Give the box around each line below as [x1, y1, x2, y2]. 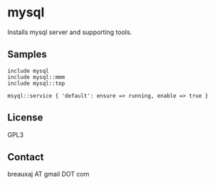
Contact [7, 151, 44, 163]
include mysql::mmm [7, 73, 65, 80]
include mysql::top [7, 80, 65, 87]
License [7, 112, 43, 124]
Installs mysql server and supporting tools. [7, 28, 132, 36]
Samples [7, 48, 48, 60]
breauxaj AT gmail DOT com [7, 170, 90, 179]
